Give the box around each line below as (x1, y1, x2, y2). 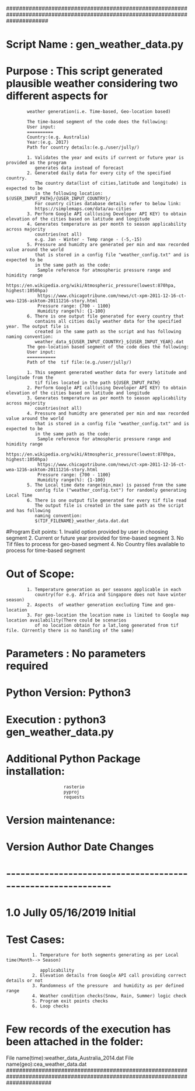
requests (63, 794, 85, 800)
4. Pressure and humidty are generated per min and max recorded (27, 410, 190, 417)
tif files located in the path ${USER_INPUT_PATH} (34, 380, 161, 386)
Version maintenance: (6, 813, 116, 827)
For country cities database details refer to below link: (34, 201, 182, 207)
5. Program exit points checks (32, 998, 109, 1004)
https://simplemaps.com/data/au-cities (34, 206, 132, 212)
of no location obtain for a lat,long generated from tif (34, 623, 179, 629)
